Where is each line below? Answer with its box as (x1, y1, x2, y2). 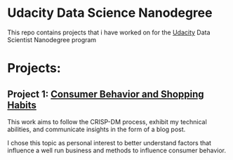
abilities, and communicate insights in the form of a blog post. (7, 125, 186, 133)
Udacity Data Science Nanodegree (7, 5, 213, 21)
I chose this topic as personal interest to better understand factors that (7, 138, 212, 147)
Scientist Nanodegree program (7, 35, 97, 44)
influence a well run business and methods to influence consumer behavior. (7, 146, 227, 154)
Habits (7, 99, 37, 111)
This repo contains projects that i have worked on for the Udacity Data (7, 28, 211, 36)
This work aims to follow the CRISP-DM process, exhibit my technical (7, 117, 207, 126)
